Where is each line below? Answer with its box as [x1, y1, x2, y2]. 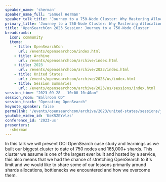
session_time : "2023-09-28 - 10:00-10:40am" [5, 90, 98, 95]
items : [9, 40, 23, 45]
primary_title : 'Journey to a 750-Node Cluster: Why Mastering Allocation [5, 21, 163, 26]
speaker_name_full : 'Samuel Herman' [5, 12, 81, 17]
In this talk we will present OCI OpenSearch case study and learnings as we [5, 141, 159, 147]
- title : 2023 [14, 62, 43, 67]
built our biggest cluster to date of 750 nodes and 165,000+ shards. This [5, 146, 153, 152]
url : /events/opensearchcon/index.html [18, 49, 100, 54]
